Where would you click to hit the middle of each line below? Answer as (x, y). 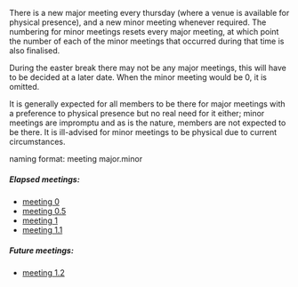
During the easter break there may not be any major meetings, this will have (148, 68)
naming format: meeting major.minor (76, 159)
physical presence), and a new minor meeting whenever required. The (138, 22)
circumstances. (37, 142)
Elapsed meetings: (44, 179)
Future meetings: (41, 250)
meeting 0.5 (44, 211)
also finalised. (35, 51)
